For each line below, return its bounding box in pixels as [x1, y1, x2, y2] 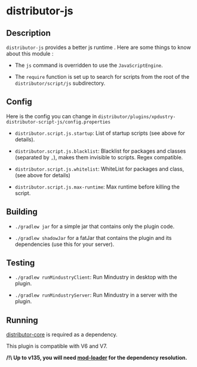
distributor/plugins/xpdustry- [98, 113, 176, 120]
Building [6, 207, 38, 217]
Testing [6, 258, 35, 268]
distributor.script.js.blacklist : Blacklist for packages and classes [14, 147, 186, 155]
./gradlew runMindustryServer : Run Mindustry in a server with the [14, 291, 178, 299]
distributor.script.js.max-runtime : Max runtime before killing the [14, 183, 180, 190]
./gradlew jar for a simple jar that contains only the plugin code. [14, 223, 175, 230]
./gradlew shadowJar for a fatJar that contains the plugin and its [14, 234, 172, 241]
